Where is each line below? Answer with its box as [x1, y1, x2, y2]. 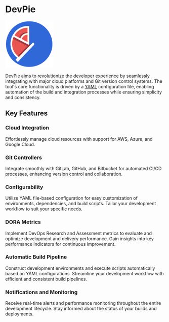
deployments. [5, 311, 34, 317]
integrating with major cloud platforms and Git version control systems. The [5, 78, 163, 84]
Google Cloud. [5, 141, 35, 147]
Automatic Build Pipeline [5, 253, 67, 261]
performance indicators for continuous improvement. [5, 241, 116, 247]
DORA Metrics [5, 218, 41, 226]
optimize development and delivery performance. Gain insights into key [5, 235, 154, 242]
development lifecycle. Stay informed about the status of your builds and [5, 306, 157, 312]
